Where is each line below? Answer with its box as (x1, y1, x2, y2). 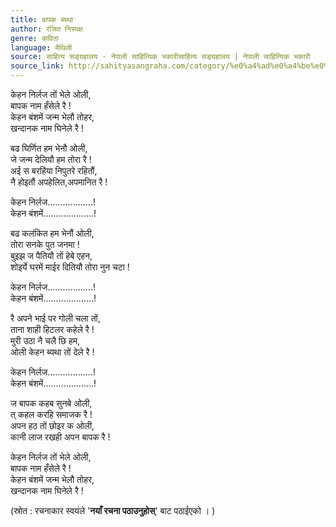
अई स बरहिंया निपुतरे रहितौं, (10, 165, 98, 176)
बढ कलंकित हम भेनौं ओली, (10, 227, 95, 239)
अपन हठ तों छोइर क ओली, (10, 420, 95, 431)
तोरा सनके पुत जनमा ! (10, 239, 80, 250)
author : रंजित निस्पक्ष (10, 24, 83, 34)
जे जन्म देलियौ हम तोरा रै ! (10, 154, 92, 165)
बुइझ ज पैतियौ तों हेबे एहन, (10, 250, 93, 261)
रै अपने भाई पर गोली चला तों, (10, 312, 101, 324)
